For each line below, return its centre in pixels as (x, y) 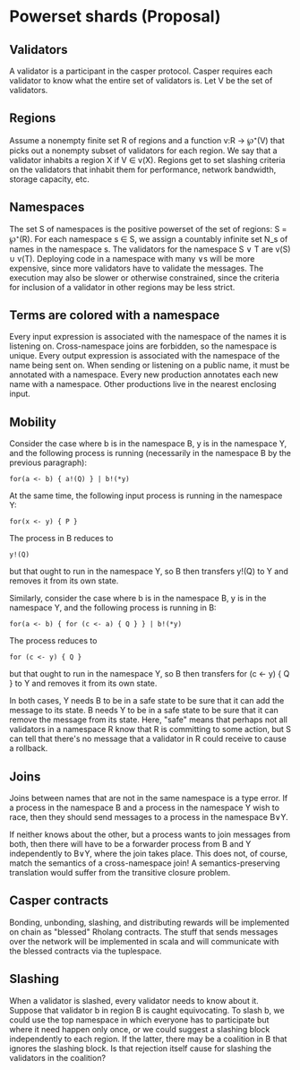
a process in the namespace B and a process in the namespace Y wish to (145, 807)
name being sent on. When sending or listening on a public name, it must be (150, 366)
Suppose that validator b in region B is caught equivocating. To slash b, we (147, 1010)
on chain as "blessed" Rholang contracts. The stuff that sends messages (144, 932)
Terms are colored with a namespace (115, 315)
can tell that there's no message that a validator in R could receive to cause (148, 739)
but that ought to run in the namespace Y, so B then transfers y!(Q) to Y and (149, 572)
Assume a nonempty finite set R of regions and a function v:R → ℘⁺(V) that (147, 140)
